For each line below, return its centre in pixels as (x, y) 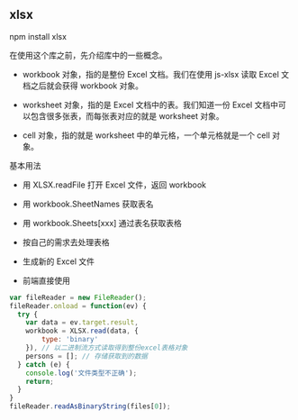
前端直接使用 (46, 280)
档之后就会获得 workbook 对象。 (83, 86)
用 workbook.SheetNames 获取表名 (88, 204)
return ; (40, 381)
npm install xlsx (38, 36)
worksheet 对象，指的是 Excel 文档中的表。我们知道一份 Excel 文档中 (150, 105)
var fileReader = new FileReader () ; (78, 297)
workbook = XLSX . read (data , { (82, 331)
